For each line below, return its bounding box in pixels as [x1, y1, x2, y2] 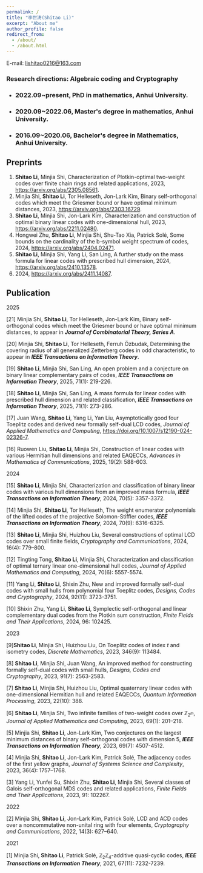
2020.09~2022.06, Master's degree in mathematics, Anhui [15, 107, 194, 115]
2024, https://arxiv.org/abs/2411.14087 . [15, 270, 112, 277]
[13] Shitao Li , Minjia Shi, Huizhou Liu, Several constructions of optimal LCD [6, 531, 195, 538]
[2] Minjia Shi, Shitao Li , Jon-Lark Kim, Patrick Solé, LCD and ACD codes [6, 815, 188, 822]
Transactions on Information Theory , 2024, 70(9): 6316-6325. [6, 520, 165, 527]
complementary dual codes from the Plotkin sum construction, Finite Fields [6, 611, 194, 619]
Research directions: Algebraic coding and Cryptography [6, 74, 179, 83]
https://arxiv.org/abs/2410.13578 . [15, 263, 98, 271]
